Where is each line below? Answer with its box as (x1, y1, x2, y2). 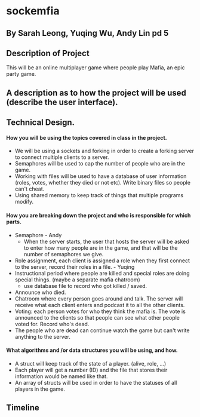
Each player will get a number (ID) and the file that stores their (14, 366, 168, 373)
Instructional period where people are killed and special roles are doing (14, 269, 190, 277)
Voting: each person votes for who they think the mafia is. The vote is (14, 308, 186, 315)
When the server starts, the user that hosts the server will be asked (23, 238, 189, 245)
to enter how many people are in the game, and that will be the (23, 244, 178, 252)
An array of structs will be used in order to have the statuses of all (14, 379, 177, 386)
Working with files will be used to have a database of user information (14, 173, 187, 180)
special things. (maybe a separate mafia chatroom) (14, 276, 140, 283)
